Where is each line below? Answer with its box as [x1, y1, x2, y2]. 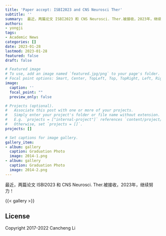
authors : [5, 21, 23, 26]
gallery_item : [5, 140, 35, 145]
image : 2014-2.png [9, 167, 48, 172]
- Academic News [5, 35, 39, 40]
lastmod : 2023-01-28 [5, 48, 48, 53]
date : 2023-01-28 [5, 44, 41, 49]
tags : [5, 30, 16, 35]
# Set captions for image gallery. [5, 135, 79, 140]
